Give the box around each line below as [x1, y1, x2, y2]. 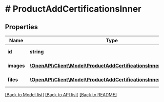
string [29, 49, 44, 55]
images [7, 62, 25, 69]
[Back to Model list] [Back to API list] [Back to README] [5, 92, 117, 98]
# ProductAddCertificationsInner [5, 3, 142, 15]
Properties [5, 23, 38, 31]
